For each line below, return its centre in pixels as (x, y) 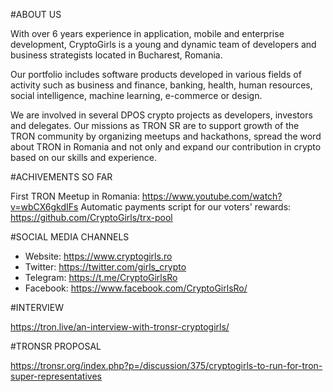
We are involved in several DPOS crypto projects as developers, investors (161, 115)
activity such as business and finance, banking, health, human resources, (161, 85)
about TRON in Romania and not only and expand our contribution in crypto (166, 147)
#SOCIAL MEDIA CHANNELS (70, 237)
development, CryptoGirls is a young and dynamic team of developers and (163, 44)
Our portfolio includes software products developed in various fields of (156, 74)
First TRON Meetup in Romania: (75, 196)
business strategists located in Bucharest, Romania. (116, 55)
